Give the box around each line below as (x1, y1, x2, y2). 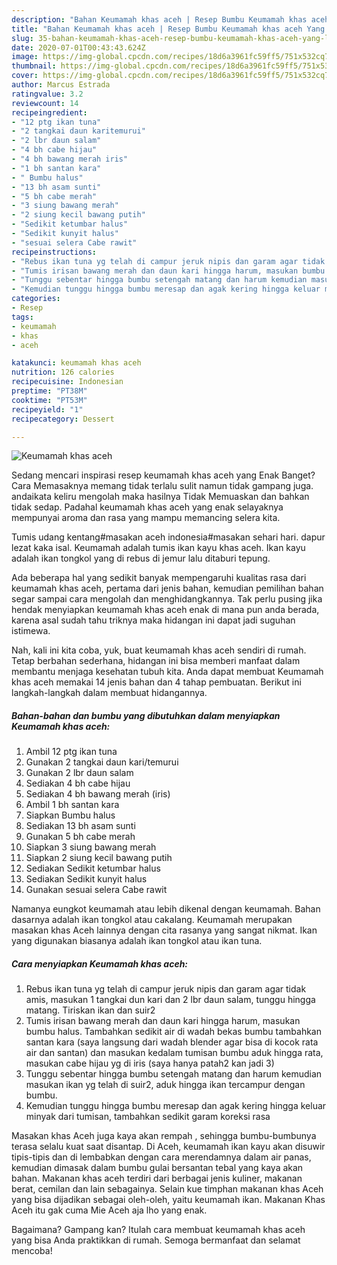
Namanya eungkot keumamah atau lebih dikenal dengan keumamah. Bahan (11, 903, 321, 915)
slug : (11, 33, 34, 43)
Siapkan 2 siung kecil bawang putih (25, 852, 173, 864)
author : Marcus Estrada (11, 80, 111, 90)
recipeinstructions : (11, 247, 98, 257)
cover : (11, 71, 39, 81)
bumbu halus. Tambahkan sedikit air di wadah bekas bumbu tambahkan (25, 1026, 322, 1038)
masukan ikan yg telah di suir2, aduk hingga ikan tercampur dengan (25, 1079, 306, 1091)
